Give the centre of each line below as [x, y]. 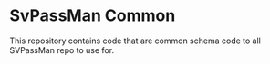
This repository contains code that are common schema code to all [135, 41]
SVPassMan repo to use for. [62, 50]
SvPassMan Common [93, 16]
